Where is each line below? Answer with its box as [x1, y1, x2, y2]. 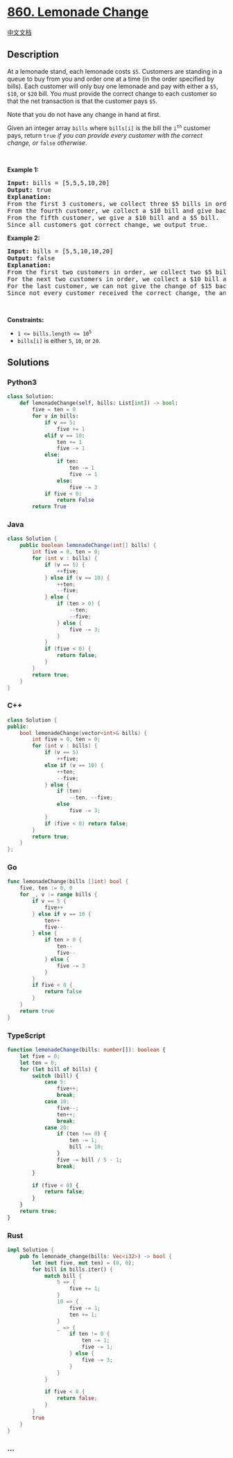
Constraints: [7, 315, 44, 324]
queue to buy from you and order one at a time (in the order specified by [7, 74, 215, 83]
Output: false [7, 254, 55, 262]
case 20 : [44, 1124, 70, 1131]
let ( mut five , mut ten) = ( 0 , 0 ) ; [32, 1259, 135, 1267]
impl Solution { [7, 1246, 54, 1253]
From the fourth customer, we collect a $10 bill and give [7, 207, 213, 214]
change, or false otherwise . [7, 138, 88, 147]
